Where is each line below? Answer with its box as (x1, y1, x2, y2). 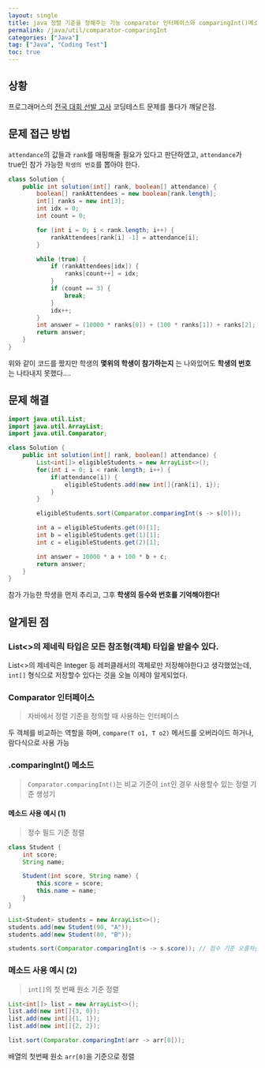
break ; (64, 291, 87, 300)
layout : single (8, 11, 58, 20)
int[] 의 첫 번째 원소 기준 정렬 (27, 984, 120, 994)
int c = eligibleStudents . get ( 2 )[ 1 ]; (36, 538, 160, 546)
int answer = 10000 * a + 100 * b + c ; (36, 553, 168, 560)
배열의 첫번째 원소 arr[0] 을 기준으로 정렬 (8, 1051, 135, 1061)
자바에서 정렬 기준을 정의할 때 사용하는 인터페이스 (27, 711, 180, 721)
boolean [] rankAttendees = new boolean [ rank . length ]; (36, 190, 217, 198)
